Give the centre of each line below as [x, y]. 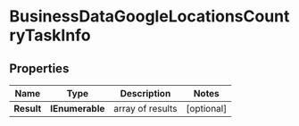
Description [145, 93]
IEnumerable [78, 109]
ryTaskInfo [50, 35]
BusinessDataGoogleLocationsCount [149, 17]
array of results [145, 109]
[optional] [207, 109]
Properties [39, 68]
